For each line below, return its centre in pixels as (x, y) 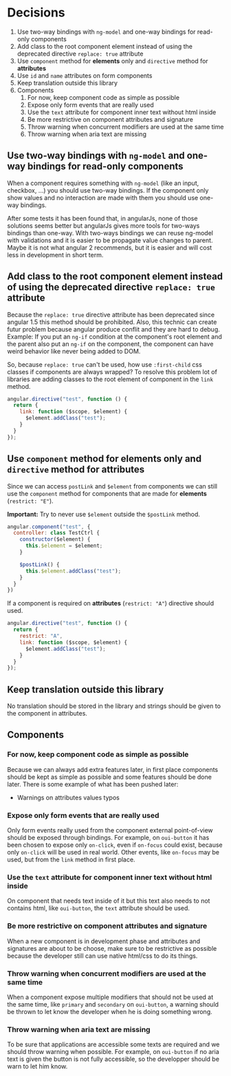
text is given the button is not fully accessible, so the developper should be (113, 1059)
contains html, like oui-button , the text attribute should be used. (99, 908)
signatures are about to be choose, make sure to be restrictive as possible (112, 948)
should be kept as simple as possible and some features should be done (109, 777)
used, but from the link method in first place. (71, 860)
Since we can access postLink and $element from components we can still (112, 486)
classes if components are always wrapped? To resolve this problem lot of (112, 372)
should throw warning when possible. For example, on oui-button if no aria (113, 1052)
